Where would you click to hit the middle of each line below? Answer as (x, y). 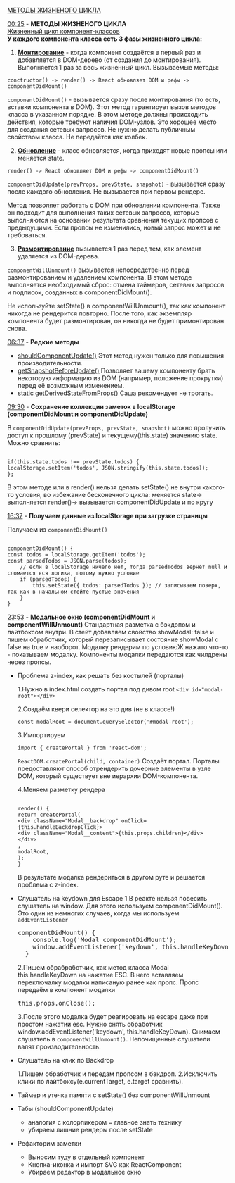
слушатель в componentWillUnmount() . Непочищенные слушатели (114, 1039)
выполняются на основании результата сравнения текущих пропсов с (113, 220)
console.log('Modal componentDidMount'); (105, 940)
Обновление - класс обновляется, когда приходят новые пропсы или (122, 150)
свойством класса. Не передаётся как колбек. (77, 137)
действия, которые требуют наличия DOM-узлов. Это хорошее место (112, 122)
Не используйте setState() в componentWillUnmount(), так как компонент (116, 306)
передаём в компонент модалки (66, 990)
